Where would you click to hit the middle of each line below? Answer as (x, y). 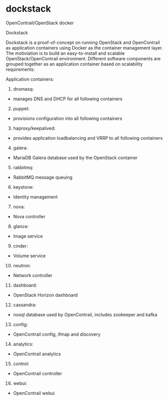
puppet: (21, 108)
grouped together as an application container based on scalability (74, 64)
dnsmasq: (24, 89)
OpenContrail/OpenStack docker (40, 23)
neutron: (22, 265)
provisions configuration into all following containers (68, 118)
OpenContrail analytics (37, 354)
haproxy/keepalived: (34, 128)
